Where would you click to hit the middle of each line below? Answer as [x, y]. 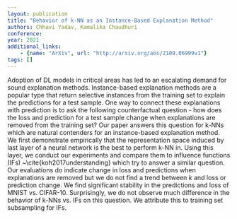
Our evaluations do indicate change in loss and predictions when [102, 170]
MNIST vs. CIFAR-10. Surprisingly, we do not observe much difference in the [118, 192]
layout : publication [38, 14]
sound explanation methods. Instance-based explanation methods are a [112, 87]
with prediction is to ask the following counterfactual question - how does [115, 109]
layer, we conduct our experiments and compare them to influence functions [119, 155]
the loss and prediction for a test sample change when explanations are [111, 117]
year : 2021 [23, 40]
